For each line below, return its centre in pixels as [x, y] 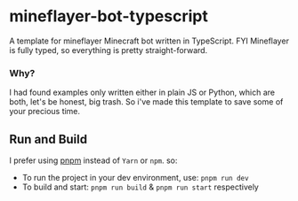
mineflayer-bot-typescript [109, 16]
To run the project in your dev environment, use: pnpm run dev [135, 178]
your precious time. [45, 112]
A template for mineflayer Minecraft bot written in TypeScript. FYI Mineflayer [149, 41]
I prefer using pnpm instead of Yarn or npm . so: [93, 160]
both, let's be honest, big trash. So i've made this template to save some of [146, 102]
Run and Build [48, 139]
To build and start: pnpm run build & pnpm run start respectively [141, 187]
